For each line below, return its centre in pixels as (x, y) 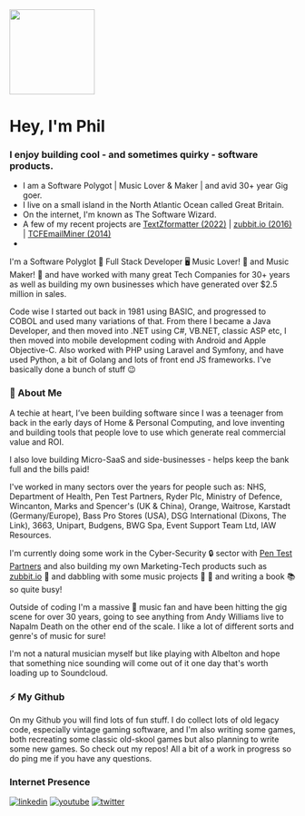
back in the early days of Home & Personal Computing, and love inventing (147, 422)
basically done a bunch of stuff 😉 (73, 369)
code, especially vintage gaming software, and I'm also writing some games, (152, 730)
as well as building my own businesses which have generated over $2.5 (144, 284)
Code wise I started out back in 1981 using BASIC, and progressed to (138, 311)
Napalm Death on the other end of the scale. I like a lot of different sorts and (152, 626)
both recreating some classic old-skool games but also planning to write (144, 740)
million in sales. (38, 294)
